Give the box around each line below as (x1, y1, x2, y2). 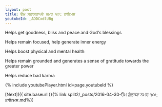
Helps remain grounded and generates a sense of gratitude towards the (5, 58, 149, 64)
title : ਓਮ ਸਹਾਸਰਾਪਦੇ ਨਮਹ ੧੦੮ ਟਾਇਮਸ (5, 12, 76, 17)
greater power (5, 63, 34, 69)
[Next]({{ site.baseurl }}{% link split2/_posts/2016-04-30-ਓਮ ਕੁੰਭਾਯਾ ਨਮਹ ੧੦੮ (5, 91, 158, 98)
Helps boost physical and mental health (5, 48, 84, 54)
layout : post (5, 7, 32, 12)
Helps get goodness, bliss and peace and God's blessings (5, 30, 122, 36)
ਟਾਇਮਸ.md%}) (5, 97, 34, 103)
